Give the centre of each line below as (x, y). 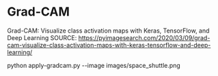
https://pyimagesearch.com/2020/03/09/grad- (144, 37)
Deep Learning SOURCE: (42, 37)
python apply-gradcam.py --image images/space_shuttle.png (94, 65)
